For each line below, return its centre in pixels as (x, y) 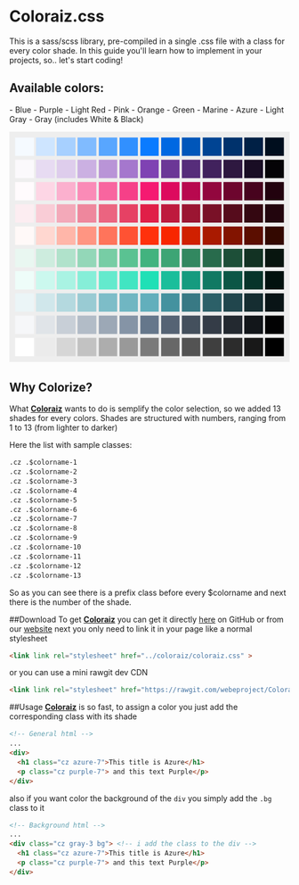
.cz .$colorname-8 (43, 528)
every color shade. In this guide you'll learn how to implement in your (136, 50)
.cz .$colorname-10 (45, 547)
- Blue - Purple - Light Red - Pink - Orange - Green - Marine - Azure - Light (147, 110)
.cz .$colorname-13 (45, 575)
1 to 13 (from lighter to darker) (64, 428)
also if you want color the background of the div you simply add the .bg (141, 798)
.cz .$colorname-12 (45, 566)
